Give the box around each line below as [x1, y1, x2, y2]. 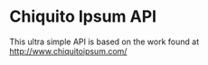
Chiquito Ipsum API [9, 6, 156, 27]
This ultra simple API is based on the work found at [9, 36, 200, 47]
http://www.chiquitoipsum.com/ [9, 45, 128, 56]
